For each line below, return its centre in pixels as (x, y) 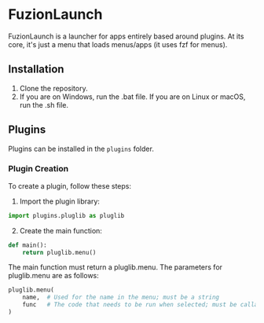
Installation (36, 70)
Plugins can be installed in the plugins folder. (81, 149)
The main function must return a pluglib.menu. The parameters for (115, 267)
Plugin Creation (38, 169)
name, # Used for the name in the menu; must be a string (121, 297)
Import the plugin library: (60, 201)
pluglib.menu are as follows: (54, 276)
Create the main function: (60, 230)
